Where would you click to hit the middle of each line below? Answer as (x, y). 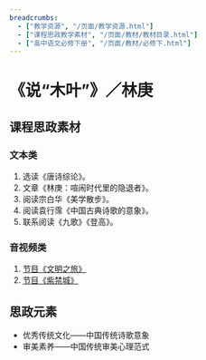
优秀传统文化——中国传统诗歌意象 (86, 336)
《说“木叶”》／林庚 (81, 91)
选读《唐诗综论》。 (56, 177)
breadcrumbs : (34, 18)
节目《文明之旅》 (54, 269)
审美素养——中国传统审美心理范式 (86, 346)
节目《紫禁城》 (50, 280)
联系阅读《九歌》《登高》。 (70, 222)
